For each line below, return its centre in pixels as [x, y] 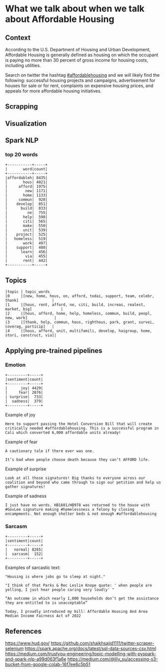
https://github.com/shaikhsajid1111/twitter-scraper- [102, 643]
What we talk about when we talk [75, 9]
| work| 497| [27, 243]
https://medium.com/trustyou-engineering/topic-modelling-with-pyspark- [81, 654]
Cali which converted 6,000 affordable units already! [63, 433]
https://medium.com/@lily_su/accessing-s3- [113, 659]
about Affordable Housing [60, 19]
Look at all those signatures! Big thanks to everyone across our [75, 478]
